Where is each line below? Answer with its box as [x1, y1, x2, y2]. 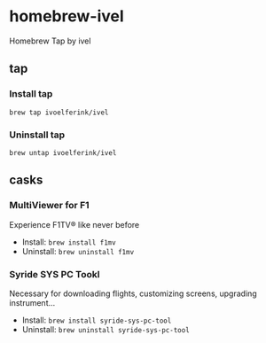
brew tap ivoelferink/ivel [9, 108, 109, 117]
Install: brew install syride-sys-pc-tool [21, 315, 172, 325]
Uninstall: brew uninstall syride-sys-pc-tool [21, 324, 191, 334]
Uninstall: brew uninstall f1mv [21, 246, 135, 256]
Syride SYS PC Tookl [9, 268, 100, 280]
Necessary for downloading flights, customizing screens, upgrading [9, 288, 257, 299]
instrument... [9, 297, 56, 308]
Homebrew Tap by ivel [9, 35, 91, 46]
